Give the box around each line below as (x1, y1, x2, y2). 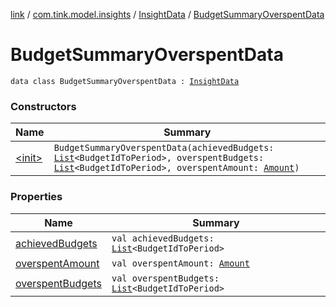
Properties (10, 190, 63, 204)
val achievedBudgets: (111, 232, 215, 244)
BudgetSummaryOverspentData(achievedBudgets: (53, 142, 275, 154)
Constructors (10, 99, 77, 113)
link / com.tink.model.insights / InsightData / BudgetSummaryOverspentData (10, 9, 325, 20)
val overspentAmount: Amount (111, 257, 250, 269)
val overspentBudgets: (111, 272, 220, 284)
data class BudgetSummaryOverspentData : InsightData (10, 76, 240, 86)
